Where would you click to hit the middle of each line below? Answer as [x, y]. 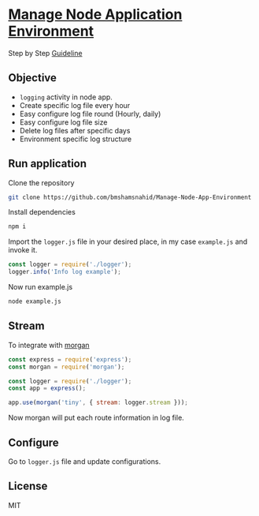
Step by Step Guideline [45, 53]
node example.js [35, 301]
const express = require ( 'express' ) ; [70, 359]
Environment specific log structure [76, 139]
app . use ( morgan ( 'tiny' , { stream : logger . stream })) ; [98, 403]
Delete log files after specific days [75, 130]
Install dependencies [42, 212]
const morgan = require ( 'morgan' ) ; [67, 367]
